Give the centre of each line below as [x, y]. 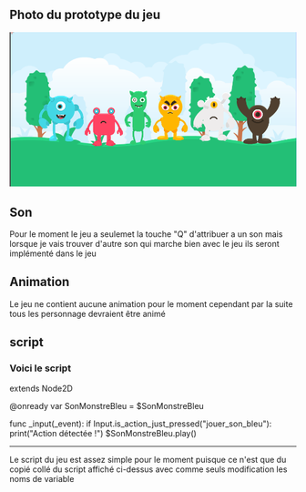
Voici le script [40, 368]
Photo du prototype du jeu [85, 15]
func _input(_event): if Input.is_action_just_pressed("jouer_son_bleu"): [141, 424]
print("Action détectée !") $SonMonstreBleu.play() [103, 433]
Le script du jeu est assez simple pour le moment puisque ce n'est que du [148, 459]
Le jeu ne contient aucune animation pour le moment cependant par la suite [151, 303]
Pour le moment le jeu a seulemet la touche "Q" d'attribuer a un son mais [146, 234]
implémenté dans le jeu [53, 253]
